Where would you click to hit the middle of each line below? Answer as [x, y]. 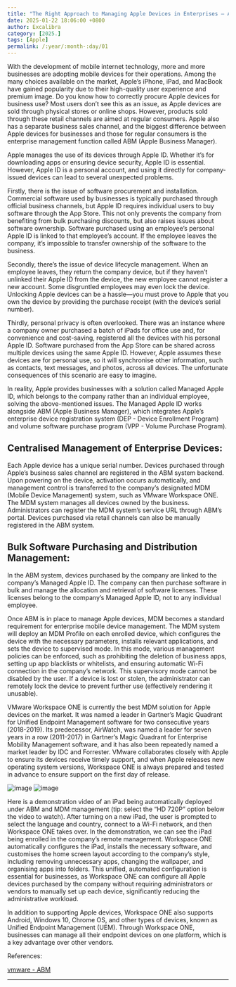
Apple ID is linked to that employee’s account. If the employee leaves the [112, 236]
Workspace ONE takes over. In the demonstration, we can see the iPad [110, 832]
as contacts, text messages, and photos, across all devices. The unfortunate [118, 368]
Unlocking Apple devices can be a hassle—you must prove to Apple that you [118, 294]
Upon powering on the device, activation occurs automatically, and [104, 480]
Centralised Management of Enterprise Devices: [115, 448]
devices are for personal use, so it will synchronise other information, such [115, 360]
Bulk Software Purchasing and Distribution [103, 547]
